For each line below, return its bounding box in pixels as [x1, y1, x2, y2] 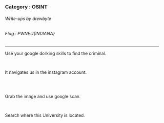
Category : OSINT [5, 3, 48, 10]
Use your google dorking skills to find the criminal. [5, 50, 106, 56]
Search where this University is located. [5, 112, 85, 118]
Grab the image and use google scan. [5, 93, 81, 99]
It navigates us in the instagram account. [5, 69, 87, 75]
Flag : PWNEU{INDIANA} [5, 31, 55, 37]
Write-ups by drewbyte [5, 16, 52, 21]
